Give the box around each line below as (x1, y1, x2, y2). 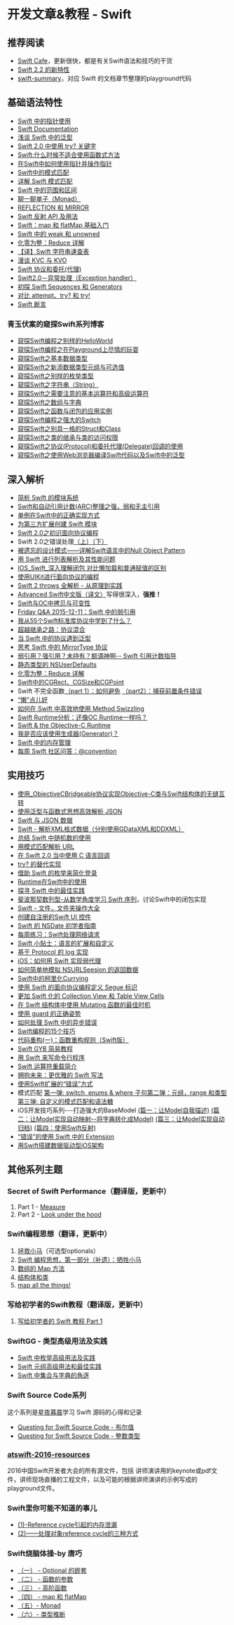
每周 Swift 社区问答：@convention (17, 747, 117, 755)
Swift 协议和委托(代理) (17, 264, 82, 273)
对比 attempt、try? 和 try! (17, 291, 91, 300)
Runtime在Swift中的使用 (17, 877, 87, 886)
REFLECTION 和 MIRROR (17, 203, 90, 212)
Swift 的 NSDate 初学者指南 (17, 921, 97, 930)
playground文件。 (7, 1484, 59, 1492)
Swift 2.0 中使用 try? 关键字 (17, 141, 97, 150)
